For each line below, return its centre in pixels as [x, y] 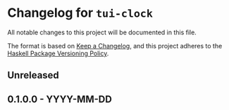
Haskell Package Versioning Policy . [58, 53]
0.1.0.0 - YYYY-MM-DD [60, 99]
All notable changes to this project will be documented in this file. [102, 32]
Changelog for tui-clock [80, 13]
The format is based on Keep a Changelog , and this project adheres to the [115, 46]
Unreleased [33, 75]
